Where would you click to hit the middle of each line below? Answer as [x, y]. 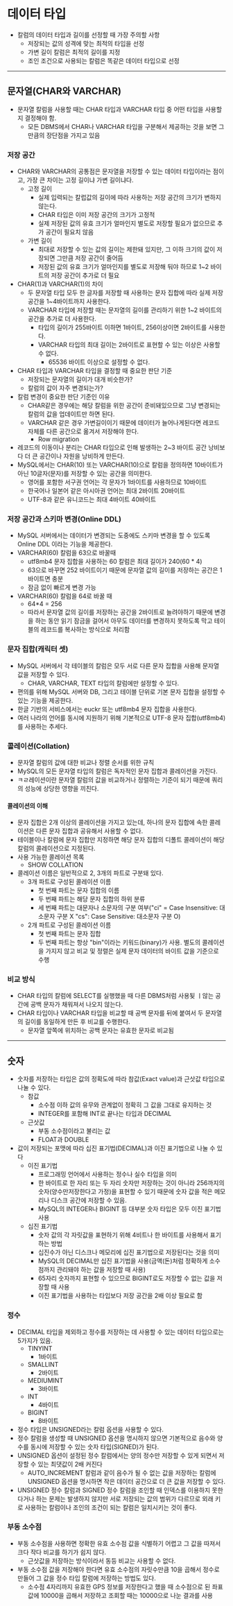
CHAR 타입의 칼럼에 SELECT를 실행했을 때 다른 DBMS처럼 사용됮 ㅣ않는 [115, 996]
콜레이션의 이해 [28, 806]
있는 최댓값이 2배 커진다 [70, 1464]
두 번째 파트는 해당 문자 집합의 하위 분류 [92, 899]
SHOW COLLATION [55, 865]
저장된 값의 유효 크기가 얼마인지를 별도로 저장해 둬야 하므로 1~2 [123, 267]
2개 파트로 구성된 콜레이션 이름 [69, 925]
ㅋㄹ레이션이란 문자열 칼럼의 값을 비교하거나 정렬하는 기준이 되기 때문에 [113, 779]
